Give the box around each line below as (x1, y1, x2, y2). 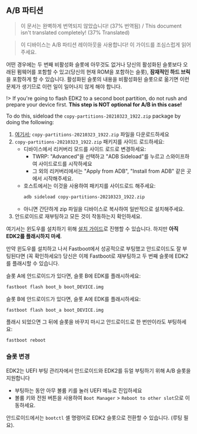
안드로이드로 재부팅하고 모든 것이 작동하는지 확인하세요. (14, 212, 142, 219)
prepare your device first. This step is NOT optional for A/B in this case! (6, 101, 182, 108)
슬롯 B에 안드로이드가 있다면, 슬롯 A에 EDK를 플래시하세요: (6, 295, 141, 302)
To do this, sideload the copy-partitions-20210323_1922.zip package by (6, 112, 181, 119)
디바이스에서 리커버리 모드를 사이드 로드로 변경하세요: (23, 145, 146, 152)
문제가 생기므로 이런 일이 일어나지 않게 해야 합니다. (6, 83, 122, 90)
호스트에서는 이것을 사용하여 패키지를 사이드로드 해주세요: (23, 182, 156, 189)
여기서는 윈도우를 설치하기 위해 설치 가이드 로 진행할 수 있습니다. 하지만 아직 (6, 225, 179, 232)
